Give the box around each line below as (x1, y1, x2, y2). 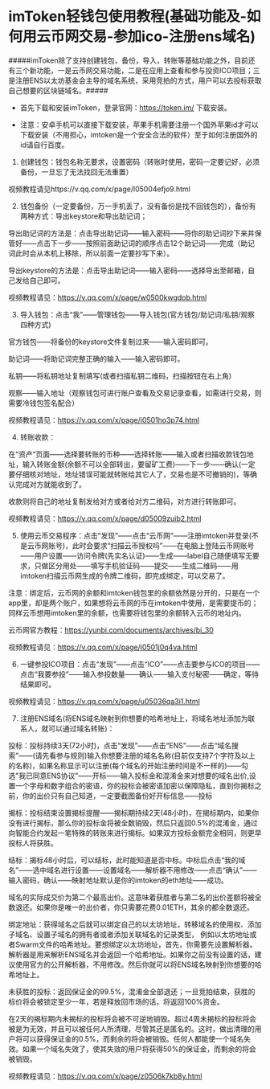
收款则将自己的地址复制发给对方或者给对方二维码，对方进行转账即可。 (8, 496, 241, 506)
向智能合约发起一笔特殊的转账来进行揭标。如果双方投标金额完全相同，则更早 (8, 828, 262, 837)
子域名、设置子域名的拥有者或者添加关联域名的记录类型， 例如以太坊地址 (8, 929, 250, 939)
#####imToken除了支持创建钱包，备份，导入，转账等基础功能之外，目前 (8, 55, 249, 65)
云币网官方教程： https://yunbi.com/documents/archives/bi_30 (8, 624, 215, 635)
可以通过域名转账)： (47, 723, 115, 733)
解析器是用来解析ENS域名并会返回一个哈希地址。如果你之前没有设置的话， (8, 949, 255, 959)
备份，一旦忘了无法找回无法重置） (19, 166, 133, 177)
